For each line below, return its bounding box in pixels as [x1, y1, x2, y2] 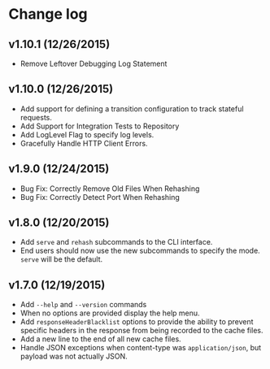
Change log [8, 5, 88, 24]
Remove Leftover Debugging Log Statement [20, 59, 168, 68]
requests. [20, 112, 53, 122]
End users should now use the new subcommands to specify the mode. [20, 245, 260, 256]
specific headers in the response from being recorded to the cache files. [20, 326, 263, 336]
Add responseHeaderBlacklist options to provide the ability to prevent [20, 317, 254, 327]
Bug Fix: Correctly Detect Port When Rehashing [20, 192, 181, 202]
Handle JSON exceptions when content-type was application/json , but [20, 343, 262, 353]
